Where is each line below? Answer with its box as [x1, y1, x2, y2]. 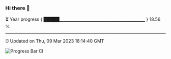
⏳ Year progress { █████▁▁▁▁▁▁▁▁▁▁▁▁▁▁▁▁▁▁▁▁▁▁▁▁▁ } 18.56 [5, 16, 161, 22]
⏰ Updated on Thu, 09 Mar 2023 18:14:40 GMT [5, 38, 104, 44]
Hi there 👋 [5, 5, 31, 12]
